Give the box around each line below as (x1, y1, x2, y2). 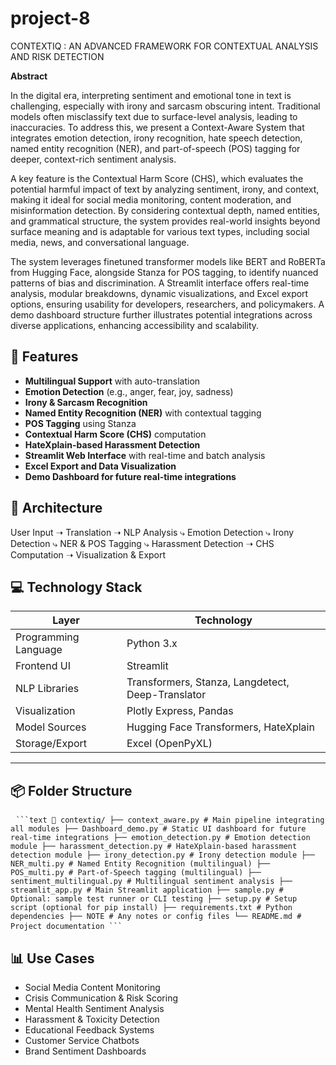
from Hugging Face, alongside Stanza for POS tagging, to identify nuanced (10, 266, 319, 278)
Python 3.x (126, 637, 178, 651)
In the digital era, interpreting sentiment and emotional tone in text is (10, 89, 292, 101)
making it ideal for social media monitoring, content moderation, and (10, 193, 292, 206)
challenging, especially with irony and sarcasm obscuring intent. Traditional (10, 100, 321, 112)
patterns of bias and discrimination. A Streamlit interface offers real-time (10, 277, 310, 289)
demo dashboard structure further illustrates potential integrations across (10, 308, 313, 321)
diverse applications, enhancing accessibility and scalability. (10, 319, 260, 331)
